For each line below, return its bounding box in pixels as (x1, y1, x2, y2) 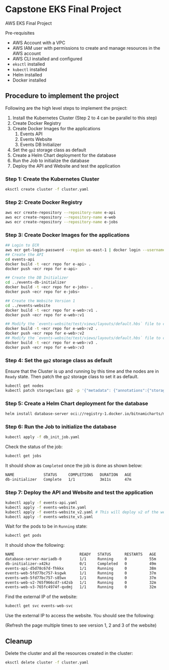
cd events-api (5, 257, 35, 262)
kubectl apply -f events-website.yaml (5, 505, 87, 510)
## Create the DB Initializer (5, 275, 69, 280)
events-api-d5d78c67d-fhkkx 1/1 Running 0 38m (5, 566, 156, 571)
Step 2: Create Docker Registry (5, 199, 83, 206)
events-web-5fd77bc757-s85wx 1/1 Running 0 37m (5, 575, 156, 580)
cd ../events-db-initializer (5, 280, 66, 285)
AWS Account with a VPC (12, 39, 65, 46)
